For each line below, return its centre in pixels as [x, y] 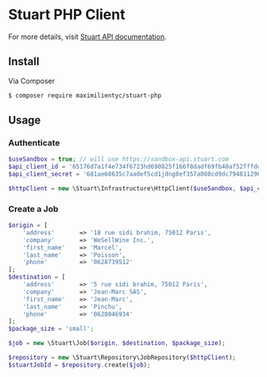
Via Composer [32, 80]
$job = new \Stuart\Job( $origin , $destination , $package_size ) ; [117, 344]
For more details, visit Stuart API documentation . [87, 37]
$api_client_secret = [44, 174]
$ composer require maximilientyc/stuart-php [85, 95]
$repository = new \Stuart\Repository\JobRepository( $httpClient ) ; [122, 358]
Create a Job [33, 208]
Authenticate [34, 142]
